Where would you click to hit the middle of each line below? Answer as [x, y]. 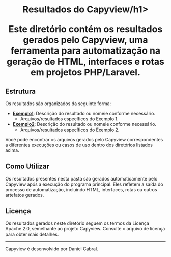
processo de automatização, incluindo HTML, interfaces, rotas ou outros [81, 189]
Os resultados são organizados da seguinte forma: [58, 104]
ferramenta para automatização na [85, 51]
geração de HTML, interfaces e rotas [85, 62]
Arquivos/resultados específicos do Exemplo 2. [70, 130]
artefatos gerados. [25, 195]
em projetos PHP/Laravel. [85, 73]
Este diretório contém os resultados [85, 29]
